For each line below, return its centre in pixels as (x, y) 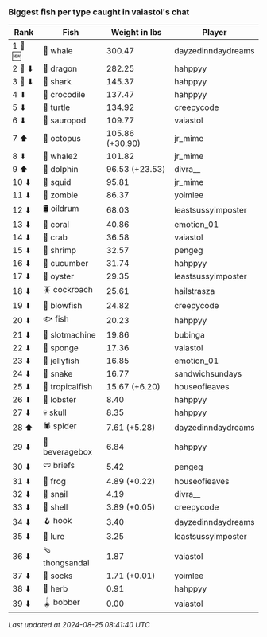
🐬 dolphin (60, 170)
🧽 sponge (61, 348)
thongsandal (66, 563)
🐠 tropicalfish (68, 387)
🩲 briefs (59, 466)
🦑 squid (57, 182)
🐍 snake (58, 374)
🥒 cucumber (66, 264)
